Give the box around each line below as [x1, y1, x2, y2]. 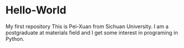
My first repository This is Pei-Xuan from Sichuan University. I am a [5, 23, 169, 30]
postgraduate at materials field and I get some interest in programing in [5, 29, 178, 36]
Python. [5, 35, 25, 42]
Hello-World [5, 4, 67, 17]
